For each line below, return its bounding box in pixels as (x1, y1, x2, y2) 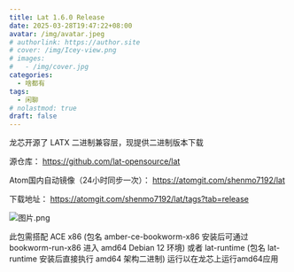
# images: (9, 54, 46, 63)
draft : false (9, 112, 58, 120)
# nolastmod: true (9, 104, 77, 113)
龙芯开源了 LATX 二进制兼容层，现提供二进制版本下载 (9, 137, 204, 148)
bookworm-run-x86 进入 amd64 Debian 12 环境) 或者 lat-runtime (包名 (9, 243, 266, 253)
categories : (9, 71, 53, 80)
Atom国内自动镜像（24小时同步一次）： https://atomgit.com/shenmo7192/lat (9, 175, 286, 186)
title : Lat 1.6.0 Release (9, 12, 104, 22)
